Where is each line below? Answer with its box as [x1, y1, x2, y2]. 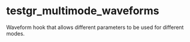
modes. [6, 30, 25, 37]
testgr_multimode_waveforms [6, 4, 159, 18]
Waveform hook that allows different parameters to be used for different [6, 24, 184, 31]
